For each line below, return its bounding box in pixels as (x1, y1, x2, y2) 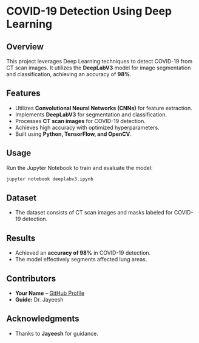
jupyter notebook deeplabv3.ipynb (6, 175, 94, 182)
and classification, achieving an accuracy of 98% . (6, 71, 132, 77)
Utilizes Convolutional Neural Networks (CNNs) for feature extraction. (15, 104, 192, 111)
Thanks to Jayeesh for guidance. (15, 330, 98, 337)
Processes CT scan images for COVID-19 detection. (15, 117, 146, 124)
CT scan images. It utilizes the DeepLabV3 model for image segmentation (6, 64, 191, 71)
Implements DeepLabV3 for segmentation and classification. (15, 111, 167, 118)
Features (6, 88, 41, 99)
